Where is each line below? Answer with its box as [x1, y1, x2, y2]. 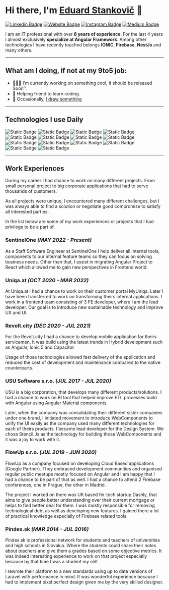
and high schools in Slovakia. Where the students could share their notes [5, 543, 156, 549]
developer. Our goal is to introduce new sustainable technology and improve [5, 304, 163, 310]
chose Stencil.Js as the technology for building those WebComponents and [5, 431, 162, 437]
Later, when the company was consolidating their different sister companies [5, 409, 162, 415]
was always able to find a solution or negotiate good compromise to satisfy [5, 203, 161, 209]
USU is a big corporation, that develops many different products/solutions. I [5, 389, 162, 395]
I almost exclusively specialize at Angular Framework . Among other [5, 36, 147, 42]
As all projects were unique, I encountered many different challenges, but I [5, 198, 159, 204]
